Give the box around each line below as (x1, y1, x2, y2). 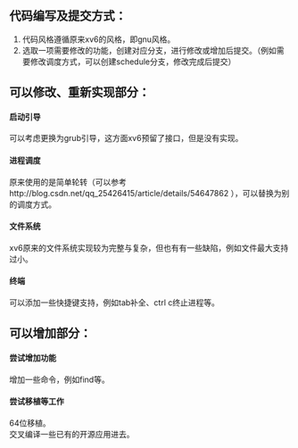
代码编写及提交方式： (9, 8, 127, 24)
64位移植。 (9, 418, 51, 428)
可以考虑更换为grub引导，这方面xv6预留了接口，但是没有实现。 (9, 133, 244, 144)
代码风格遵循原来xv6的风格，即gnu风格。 (21, 34, 176, 45)
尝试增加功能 (9, 353, 56, 363)
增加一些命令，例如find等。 (9, 374, 110, 385)
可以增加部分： (9, 326, 92, 341)
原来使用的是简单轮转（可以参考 (9, 177, 127, 187)
